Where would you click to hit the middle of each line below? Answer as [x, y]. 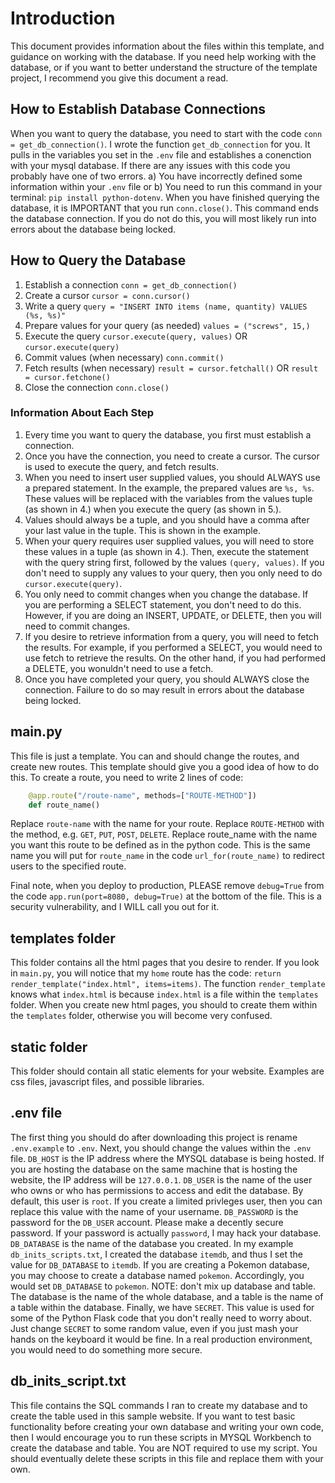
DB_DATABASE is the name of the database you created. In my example [152, 1243]
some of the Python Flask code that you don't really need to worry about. [161, 1318]
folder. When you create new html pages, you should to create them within [164, 1005]
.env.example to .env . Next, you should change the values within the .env [161, 1148]
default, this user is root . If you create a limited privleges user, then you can [166, 1201]
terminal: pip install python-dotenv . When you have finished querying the [165, 197]
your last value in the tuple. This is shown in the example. [142, 530]
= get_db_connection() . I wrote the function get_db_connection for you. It [160, 144]
